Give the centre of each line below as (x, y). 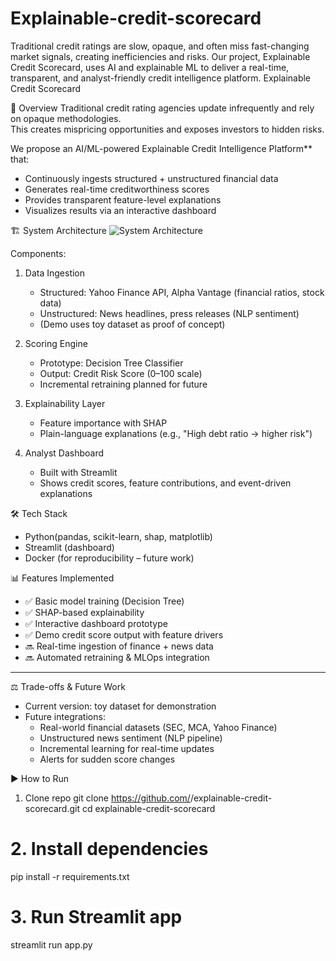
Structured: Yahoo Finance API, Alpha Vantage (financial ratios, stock (182, 292)
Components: (38, 253)
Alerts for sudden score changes (107, 759)
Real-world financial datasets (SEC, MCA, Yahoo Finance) (158, 727)
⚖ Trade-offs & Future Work (68, 686)
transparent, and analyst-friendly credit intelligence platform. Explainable (161, 78)
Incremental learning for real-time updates (127, 748)
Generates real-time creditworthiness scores (117, 189)
